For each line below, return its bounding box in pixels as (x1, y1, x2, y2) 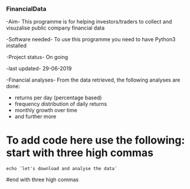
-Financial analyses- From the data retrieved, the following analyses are (6, 76, 181, 84)
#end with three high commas (6, 176, 79, 183)
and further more (14, 113, 57, 120)
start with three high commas (6, 146, 153, 159)
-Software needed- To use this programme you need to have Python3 (6, 36, 176, 43)
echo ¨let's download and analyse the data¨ (6, 166, 117, 172)
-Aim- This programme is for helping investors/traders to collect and (6, 18, 172, 25)
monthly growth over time (14, 107, 78, 114)
